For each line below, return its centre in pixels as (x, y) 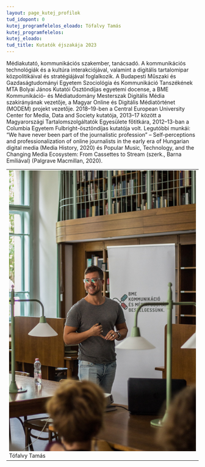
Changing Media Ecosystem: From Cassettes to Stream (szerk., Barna (94, 154)
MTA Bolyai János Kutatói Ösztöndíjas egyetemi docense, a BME (88, 89)
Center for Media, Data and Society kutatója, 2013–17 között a (84, 115)
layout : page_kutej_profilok (43, 13)
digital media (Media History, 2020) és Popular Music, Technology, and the (100, 148)
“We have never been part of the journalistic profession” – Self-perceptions (101, 135)
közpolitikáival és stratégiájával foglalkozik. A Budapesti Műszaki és (91, 76)
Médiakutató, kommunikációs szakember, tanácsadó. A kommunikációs (96, 63)
